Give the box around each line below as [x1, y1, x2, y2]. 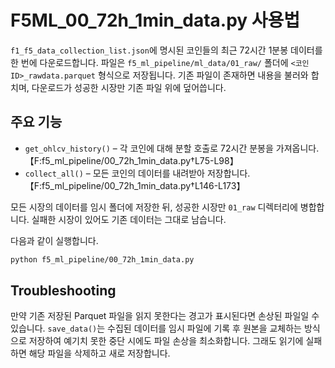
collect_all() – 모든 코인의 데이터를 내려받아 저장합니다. [24, 167, 251, 179]
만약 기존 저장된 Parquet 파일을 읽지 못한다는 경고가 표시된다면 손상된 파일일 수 [10, 310, 320, 322]
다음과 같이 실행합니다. [10, 234, 99, 246]
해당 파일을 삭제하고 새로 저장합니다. [28, 347, 171, 360]
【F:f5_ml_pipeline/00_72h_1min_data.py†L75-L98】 [24, 154, 239, 166]
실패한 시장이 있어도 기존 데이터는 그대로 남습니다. [31, 213, 227, 225]
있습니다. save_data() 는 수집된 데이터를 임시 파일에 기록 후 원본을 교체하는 [10, 322, 302, 335]
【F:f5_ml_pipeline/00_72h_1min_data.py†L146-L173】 [24, 179, 246, 191]
